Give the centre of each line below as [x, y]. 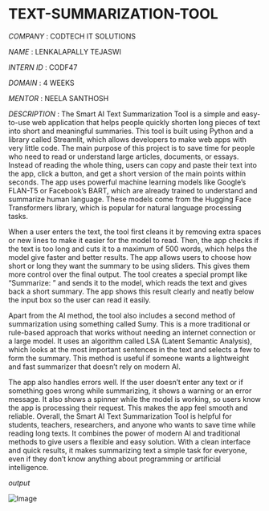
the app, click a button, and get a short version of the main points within [127, 173]
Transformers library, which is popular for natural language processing [125, 207]
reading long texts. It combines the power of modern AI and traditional [124, 433]
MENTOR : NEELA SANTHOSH [59, 98]
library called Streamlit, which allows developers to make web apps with [128, 139]
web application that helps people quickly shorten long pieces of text [146, 122]
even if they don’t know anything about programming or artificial [114, 459]
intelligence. [29, 467]
